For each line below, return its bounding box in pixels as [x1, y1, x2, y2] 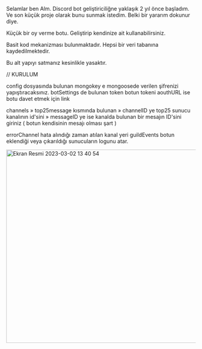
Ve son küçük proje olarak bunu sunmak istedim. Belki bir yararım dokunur [6, 11, 191, 19]
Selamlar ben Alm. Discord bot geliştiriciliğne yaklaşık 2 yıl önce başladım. [6, 5, 189, 12]
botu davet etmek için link [6, 96, 70, 102]
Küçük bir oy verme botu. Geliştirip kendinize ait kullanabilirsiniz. [6, 29, 166, 37]
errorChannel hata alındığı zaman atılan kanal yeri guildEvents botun [6, 132, 175, 138]
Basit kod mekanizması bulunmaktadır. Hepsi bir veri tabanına [6, 41, 159, 48]
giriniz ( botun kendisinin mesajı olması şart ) [6, 120, 117, 127]
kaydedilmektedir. [6, 47, 50, 55]
